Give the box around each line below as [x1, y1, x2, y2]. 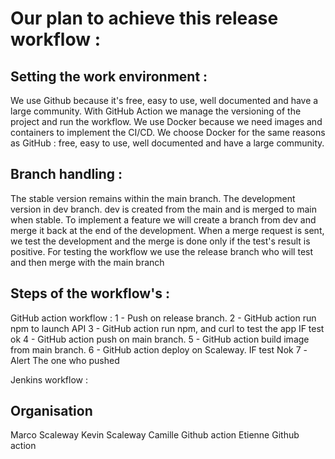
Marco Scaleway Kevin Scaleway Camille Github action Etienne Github [10, 429, 300, 441]
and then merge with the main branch [10, 256, 165, 268]
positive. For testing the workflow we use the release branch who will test [10, 245, 314, 257]
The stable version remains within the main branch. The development [10, 192, 296, 204]
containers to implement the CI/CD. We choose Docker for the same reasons [10, 127, 326, 138]
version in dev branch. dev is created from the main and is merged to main [10, 203, 317, 215]
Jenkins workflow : [10, 373, 89, 386]
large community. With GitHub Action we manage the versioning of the [10, 105, 302, 117]
